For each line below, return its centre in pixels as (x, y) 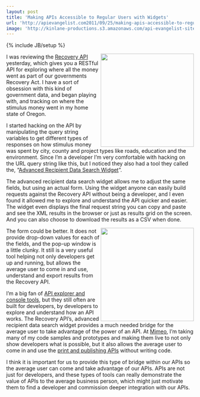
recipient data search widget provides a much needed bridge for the (90, 325)
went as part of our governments (47, 76)
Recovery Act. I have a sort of (43, 82)
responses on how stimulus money (49, 144)
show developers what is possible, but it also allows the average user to (94, 344)
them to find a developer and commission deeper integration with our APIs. (98, 387)
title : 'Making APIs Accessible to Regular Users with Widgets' (87, 17)
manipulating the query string (42, 132)
